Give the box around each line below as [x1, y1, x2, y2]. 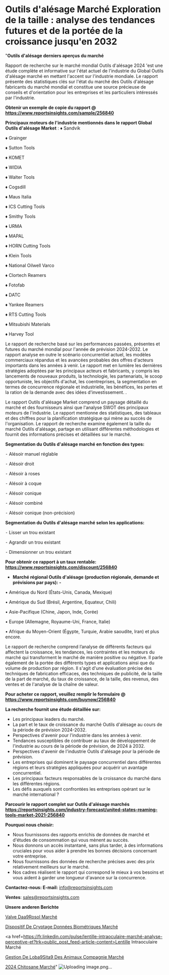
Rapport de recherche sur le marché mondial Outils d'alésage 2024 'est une [5, 62, 163, 68]
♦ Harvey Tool [5, 331, 34, 337]
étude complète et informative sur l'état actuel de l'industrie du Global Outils [5, 67, 164, 74]
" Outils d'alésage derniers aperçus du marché [5, 52, 104, 59]
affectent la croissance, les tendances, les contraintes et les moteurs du [5, 649, 155, 655]
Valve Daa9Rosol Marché [5, 914, 58, 920]
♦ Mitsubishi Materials [5, 321, 50, 327]
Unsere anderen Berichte [5, 904, 59, 910]
